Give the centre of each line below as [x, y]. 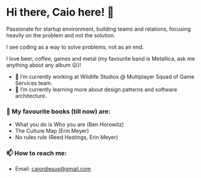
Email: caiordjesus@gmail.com [53, 168]
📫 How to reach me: [37, 153]
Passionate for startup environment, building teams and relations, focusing [99, 29]
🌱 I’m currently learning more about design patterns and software [96, 89]
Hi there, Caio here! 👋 [60, 12]
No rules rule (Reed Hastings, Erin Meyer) [66, 137]
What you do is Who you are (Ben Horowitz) [70, 124]
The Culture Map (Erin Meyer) [52, 131]
